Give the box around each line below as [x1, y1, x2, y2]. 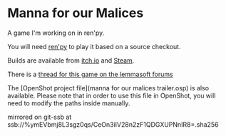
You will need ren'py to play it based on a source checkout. [7, 42, 181, 51]
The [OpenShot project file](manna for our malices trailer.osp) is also [7, 83, 209, 92]
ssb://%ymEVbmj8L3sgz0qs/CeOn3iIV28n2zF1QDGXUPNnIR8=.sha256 [7, 120, 219, 129]
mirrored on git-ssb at [7, 113, 72, 121]
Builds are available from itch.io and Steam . [7, 56, 135, 65]
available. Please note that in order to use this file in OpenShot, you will [7, 91, 216, 100]
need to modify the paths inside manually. [7, 98, 130, 108]
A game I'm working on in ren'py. [7, 28, 105, 37]
